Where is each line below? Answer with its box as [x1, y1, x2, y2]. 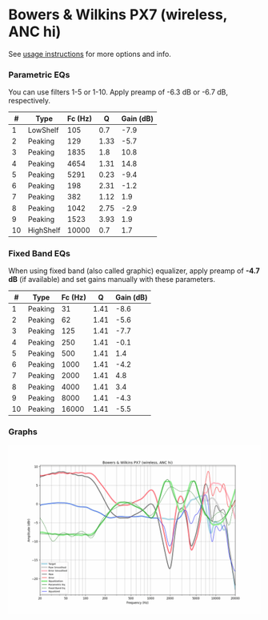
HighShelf [27, 226, 61, 236]
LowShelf [27, 125, 59, 135]
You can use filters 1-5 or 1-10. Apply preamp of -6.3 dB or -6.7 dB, [8, 87, 229, 97]
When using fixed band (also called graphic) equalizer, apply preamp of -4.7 [8, 266, 260, 276]
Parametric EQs [8, 69, 70, 80]
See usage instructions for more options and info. [8, 49, 172, 58]
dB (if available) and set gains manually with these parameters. [8, 275, 216, 284]
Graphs [8, 426, 38, 437]
